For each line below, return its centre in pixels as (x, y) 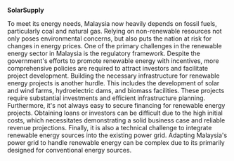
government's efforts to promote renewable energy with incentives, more (113, 61)
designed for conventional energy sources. (70, 150)
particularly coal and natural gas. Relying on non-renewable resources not (115, 31)
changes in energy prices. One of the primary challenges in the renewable (115, 46)
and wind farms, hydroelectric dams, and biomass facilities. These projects (116, 91)
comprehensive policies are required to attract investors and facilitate (108, 68)
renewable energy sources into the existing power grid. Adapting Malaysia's (117, 135)
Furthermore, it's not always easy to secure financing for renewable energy (116, 105)
